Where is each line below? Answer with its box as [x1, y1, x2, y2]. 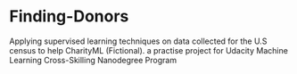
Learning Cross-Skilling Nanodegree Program [9, 54, 177, 65]
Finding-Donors [9, 6, 129, 27]
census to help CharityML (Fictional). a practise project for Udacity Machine [9, 45, 288, 55]
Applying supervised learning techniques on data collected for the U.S [9, 36, 268, 46]
